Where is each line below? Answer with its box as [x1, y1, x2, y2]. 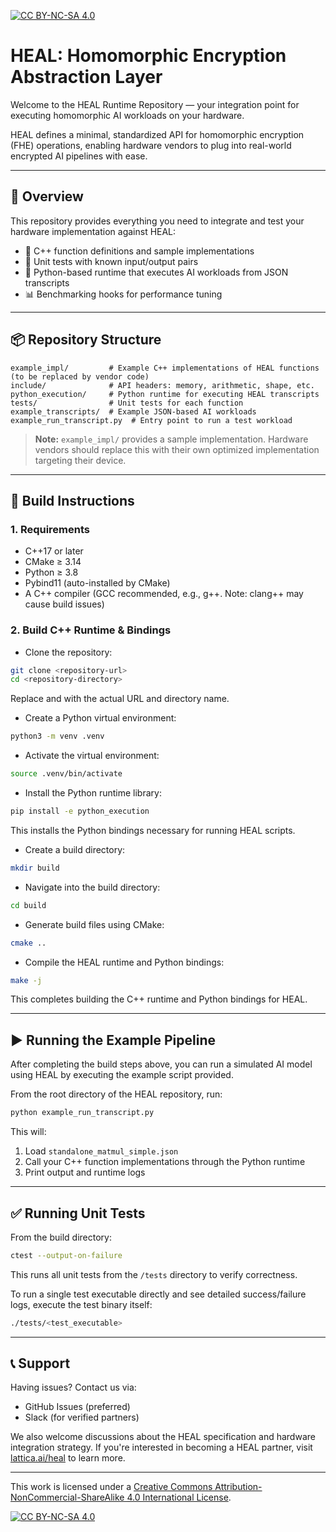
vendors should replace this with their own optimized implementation [34, 443, 320, 455]
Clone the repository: [24, 646, 113, 658]
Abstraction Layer [10, 66, 163, 89]
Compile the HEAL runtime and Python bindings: [24, 956, 225, 968]
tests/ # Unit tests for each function [10, 398, 244, 408]
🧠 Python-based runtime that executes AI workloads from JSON [24, 266, 289, 278]
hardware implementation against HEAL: [10, 225, 177, 237]
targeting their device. [34, 454, 127, 466]
